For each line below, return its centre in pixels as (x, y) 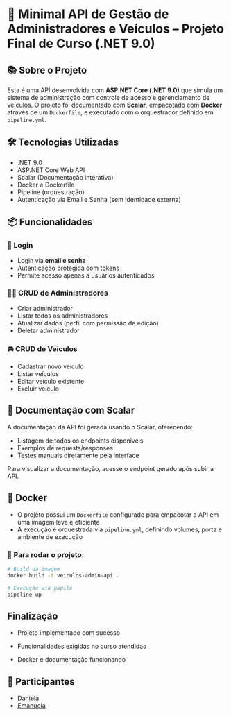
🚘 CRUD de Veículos (42, 348)
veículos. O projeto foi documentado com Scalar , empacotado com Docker (115, 105)
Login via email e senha (51, 260)
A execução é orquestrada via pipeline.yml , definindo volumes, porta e (119, 529)
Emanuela (32, 706)
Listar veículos (38, 374)
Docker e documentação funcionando (71, 660)
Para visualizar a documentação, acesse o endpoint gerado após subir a (110, 468)
